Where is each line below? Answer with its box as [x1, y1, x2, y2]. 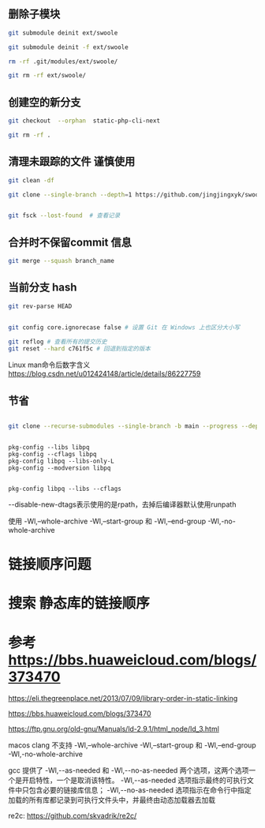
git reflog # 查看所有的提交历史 [8, 338, 108, 346]
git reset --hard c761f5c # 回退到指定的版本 [8, 345, 151, 353]
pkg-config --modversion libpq [8, 464, 111, 472]
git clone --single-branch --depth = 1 [8, 190, 132, 199]
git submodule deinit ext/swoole [8, 28, 118, 37]
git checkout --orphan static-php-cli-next [8, 117, 160, 125]
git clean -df [8, 176, 55, 184]
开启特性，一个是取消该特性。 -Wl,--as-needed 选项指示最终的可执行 [21, 776, 248, 785]
